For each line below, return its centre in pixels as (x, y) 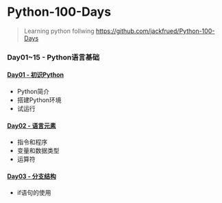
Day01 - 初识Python (36, 75)
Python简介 (33, 92)
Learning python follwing (59, 31)
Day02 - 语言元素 (32, 126)
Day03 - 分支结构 (32, 176)
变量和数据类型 (38, 151)
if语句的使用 (34, 193)
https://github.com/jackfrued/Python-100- (155, 31)
